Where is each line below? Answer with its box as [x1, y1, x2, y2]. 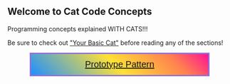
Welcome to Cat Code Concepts [7, 6, 152, 18]
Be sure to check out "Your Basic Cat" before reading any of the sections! [7, 38, 224, 47]
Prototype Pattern [85, 58, 155, 70]
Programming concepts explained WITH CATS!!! [7, 24, 148, 33]
